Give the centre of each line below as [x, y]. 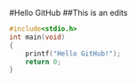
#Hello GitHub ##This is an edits [68, 13]
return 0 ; [44, 62]
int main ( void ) [37, 37]
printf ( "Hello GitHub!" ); [73, 53]
